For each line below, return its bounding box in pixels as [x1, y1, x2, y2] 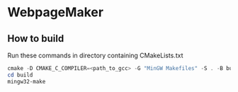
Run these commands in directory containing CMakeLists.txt [7, 51, 183, 59]
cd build [7, 71, 33, 79]
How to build [7, 33, 64, 45]
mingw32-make [7, 78, 46, 85]
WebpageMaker [7, 4, 104, 21]
